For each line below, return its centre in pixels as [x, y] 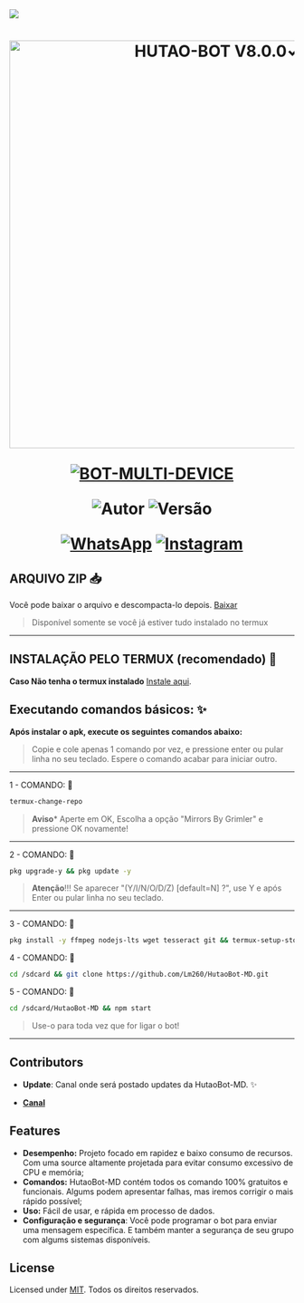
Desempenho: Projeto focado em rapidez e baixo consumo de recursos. [157, 1153]
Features [35, 1131]
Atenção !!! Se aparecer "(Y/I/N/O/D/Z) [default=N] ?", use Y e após [157, 888]
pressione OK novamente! [80, 828]
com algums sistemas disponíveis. [86, 1240]
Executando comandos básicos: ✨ [108, 710]
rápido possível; [52, 1201]
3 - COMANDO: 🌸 [42, 924]
